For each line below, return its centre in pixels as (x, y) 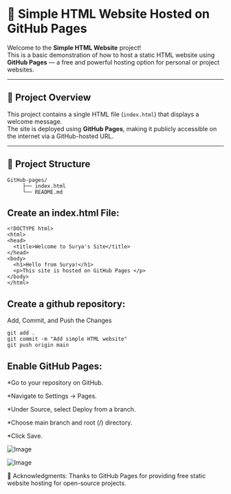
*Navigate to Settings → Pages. (52, 396)
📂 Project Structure (49, 164)
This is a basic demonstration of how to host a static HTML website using (111, 55)
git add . (21, 333)
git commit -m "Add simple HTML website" (67, 339)
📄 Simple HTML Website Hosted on (109, 14)
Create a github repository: (66, 304)
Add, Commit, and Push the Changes (59, 321)
